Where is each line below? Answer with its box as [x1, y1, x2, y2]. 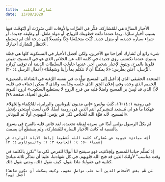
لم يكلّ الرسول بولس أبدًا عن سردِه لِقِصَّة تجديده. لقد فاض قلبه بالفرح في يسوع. [5, 121, 152, 127]
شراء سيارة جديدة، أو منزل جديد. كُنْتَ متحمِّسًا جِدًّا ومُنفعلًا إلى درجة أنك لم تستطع [5, 35, 154, 42]
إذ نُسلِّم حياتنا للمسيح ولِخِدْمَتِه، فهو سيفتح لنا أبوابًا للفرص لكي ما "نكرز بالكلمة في [5, 148, 154, 154]
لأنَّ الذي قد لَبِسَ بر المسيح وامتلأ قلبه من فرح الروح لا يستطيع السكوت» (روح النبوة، [5, 86, 159, 92]
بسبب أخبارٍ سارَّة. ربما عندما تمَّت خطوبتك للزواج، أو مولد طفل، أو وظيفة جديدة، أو [5, 30, 156, 36]
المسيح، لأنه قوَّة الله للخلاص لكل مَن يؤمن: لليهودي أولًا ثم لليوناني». [5, 111, 129, 117]
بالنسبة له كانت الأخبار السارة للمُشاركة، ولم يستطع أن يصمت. [5, 126, 118, 131]
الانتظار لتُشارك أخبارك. [5, 41, 48, 47]
